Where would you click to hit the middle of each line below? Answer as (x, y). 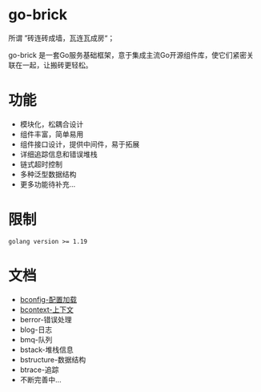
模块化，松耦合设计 (52, 124)
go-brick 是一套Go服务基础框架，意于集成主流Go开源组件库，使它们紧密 (128, 55)
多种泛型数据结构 (48, 174)
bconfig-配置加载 (48, 299)
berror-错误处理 (46, 319)
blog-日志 (36, 329)
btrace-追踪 (39, 370)
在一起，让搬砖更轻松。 (54, 65)
